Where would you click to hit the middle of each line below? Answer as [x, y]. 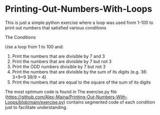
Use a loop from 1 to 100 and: [34, 46]
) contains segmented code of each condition [109, 102]
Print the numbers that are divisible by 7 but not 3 [62, 61]
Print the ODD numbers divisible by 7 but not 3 [59, 67]
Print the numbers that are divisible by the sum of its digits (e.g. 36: [80, 71]
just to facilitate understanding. [36, 107]
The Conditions [20, 37]
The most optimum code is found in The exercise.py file [61, 92]
